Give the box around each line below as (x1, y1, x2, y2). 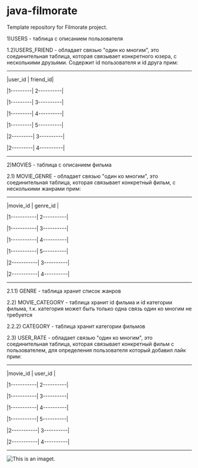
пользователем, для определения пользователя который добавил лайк (6, 346, 186, 354)
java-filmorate (6, 4, 78, 18)
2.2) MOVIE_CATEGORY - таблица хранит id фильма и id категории (6, 298, 173, 306)
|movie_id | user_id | (6, 370, 56, 377)
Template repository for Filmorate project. (6, 24, 108, 31)
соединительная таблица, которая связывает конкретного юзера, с (6, 52, 177, 59)
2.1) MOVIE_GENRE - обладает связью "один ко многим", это (6, 172, 158, 180)
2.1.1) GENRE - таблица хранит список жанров (6, 287, 121, 294)
